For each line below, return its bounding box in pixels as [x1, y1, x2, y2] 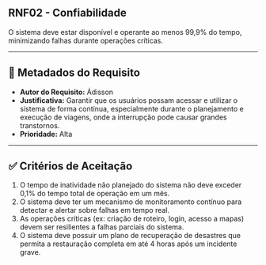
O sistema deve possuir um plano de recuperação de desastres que [19, 231, 241, 240]
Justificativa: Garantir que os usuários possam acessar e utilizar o [19, 95, 238, 105]
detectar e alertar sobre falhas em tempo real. [19, 206, 170, 215]
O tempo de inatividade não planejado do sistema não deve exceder [19, 180, 242, 190]
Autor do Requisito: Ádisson [19, 87, 113, 97]
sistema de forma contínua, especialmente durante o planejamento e [19, 104, 244, 113]
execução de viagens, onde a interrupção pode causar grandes [19, 112, 227, 122]
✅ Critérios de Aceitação [8, 160, 133, 173]
